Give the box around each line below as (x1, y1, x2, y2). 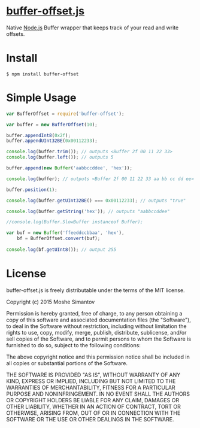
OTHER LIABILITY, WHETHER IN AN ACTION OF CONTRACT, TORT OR (6, 403, 181, 410)
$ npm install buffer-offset (6, 71, 79, 77)
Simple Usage (6, 91, 77, 105)
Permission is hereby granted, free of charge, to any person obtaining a (6, 309, 183, 317)
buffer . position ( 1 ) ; (6, 187, 58, 193)
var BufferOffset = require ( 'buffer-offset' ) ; (6, 111, 125, 117)
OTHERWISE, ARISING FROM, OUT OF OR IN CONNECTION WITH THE (6, 409, 181, 417)
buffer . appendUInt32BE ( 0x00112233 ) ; (6, 138, 98, 144)
